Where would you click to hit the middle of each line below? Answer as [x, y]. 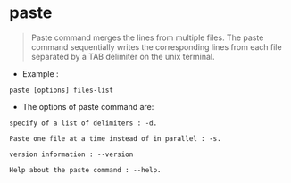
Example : [41, 73]
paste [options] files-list [62, 90]
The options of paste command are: [88, 106]
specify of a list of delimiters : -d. [83, 123]
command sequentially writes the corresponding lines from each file [157, 46]
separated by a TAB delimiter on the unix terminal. [123, 56]
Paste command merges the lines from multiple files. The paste [147, 37]
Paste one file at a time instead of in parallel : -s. [115, 138]
